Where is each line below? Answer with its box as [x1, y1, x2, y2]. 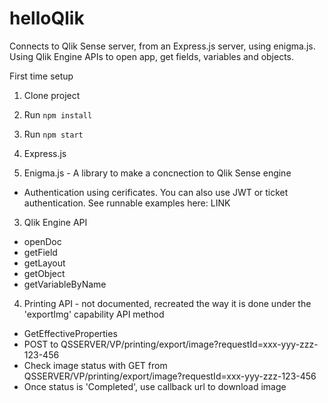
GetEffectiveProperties [23, 327, 118, 339]
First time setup [9, 70, 74, 82]
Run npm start [23, 128, 84, 140]
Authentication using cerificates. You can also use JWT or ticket [23, 186, 289, 198]
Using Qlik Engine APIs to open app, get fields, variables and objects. [9, 50, 295, 62]
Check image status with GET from [23, 359, 168, 371]
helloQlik [9, 7, 85, 30]
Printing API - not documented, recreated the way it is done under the [23, 297, 312, 309]
